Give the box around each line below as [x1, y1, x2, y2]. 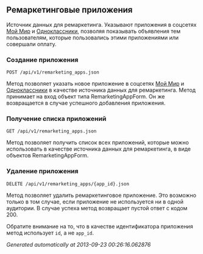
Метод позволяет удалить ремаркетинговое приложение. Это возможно [6, 191, 197, 199]
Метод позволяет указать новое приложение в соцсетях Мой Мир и [6, 80, 185, 88]
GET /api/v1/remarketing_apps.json [6, 128, 97, 134]
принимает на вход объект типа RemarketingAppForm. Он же [6, 93, 165, 100]
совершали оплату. [6, 40, 57, 47]
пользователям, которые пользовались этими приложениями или [6, 33, 179, 41]
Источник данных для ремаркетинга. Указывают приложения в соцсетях [6, 21, 197, 28]
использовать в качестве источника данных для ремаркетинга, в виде [6, 145, 191, 153]
